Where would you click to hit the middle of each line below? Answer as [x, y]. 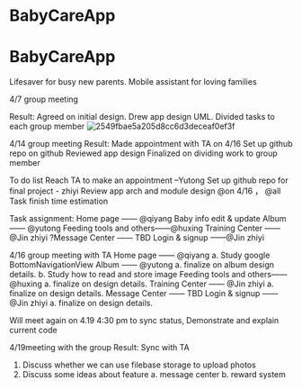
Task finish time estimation [59, 201]
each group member [47, 126]
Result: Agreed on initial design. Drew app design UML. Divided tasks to [142, 117]
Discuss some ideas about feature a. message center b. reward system [154, 375]
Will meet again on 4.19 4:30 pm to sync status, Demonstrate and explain [144, 321]
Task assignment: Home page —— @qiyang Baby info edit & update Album [148, 219]
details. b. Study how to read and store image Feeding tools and [128, 275]
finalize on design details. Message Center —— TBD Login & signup [135, 294]
